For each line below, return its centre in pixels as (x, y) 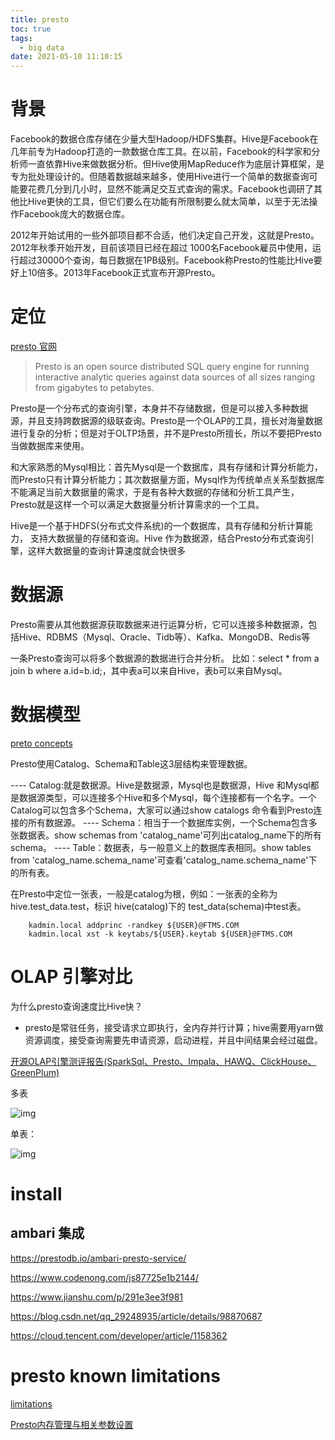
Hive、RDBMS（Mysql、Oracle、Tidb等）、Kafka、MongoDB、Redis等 (164, 637)
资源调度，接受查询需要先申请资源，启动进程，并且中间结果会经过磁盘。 (173, 1040)
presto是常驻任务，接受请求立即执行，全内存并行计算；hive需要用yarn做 (174, 1027)
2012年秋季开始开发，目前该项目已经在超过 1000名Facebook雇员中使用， (161, 248)
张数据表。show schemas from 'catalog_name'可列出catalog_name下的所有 (166, 835)
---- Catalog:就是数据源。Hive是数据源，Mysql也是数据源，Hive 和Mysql (160, 785)
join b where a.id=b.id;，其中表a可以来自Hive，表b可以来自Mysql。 (149, 670)
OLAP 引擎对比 (71, 977)
